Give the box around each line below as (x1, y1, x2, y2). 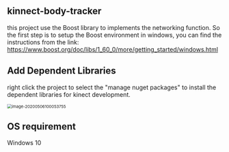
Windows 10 (7, 139, 42, 147)
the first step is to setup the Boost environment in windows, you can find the (7, 31, 222, 39)
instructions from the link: (7, 37, 79, 46)
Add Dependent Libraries (7, 65, 116, 77)
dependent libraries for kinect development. (7, 90, 131, 98)
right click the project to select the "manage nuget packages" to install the (7, 83, 217, 91)
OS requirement (7, 121, 77, 132)
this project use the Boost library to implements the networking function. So (7, 23, 220, 31)
